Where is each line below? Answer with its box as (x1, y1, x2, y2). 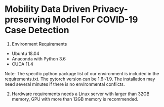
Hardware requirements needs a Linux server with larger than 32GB (11, 91, 150, 97)
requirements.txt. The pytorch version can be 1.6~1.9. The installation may (4, 76, 155, 82)
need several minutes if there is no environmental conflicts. (4, 81, 125, 87)
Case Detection (4, 25, 70, 36)
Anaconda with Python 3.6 (11, 55, 66, 61)
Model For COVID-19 (52, 14, 138, 25)
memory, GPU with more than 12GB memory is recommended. (11, 96, 139, 102)
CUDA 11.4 (11, 61, 34, 67)
